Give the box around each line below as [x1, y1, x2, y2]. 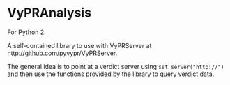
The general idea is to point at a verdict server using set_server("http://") [7, 62, 224, 70]
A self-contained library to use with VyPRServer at [7, 41, 152, 49]
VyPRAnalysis [7, 5, 92, 21]
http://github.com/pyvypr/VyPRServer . [7, 49, 118, 57]
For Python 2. [7, 28, 47, 36]
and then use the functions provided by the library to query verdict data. [7, 70, 215, 78]
